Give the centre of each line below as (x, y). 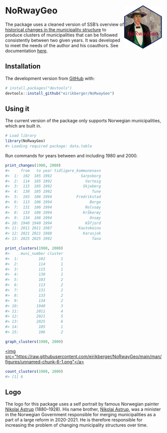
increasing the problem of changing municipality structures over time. (77, 425)
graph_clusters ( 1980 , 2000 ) (34, 342)
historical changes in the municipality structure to (56, 29)
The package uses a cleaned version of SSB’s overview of (65, 24)
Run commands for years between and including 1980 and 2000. (72, 155)
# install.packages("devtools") (39, 88)
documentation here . (27, 51)
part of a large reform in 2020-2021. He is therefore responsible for (74, 420)
